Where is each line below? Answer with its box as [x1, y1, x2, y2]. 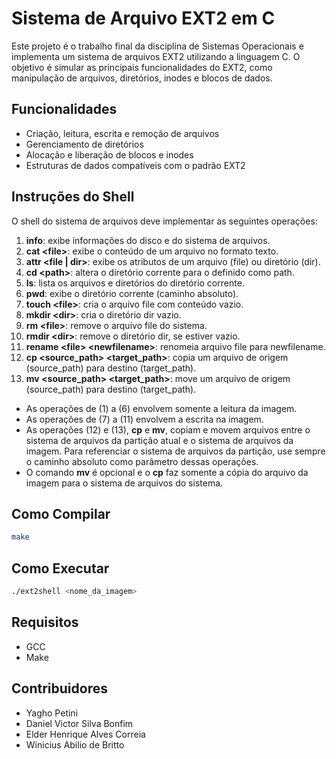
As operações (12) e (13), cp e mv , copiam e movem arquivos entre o [25, 423, 311, 436]
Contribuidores [11, 680, 108, 697]
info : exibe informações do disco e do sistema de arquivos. [25, 234, 271, 246]
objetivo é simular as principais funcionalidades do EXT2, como [11, 61, 273, 73]
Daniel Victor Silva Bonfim [25, 717, 134, 729]
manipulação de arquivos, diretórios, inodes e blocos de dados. [11, 72, 273, 84]
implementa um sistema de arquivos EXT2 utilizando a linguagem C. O [11, 50, 301, 62]
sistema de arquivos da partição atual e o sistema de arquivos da [25, 434, 294, 446]
